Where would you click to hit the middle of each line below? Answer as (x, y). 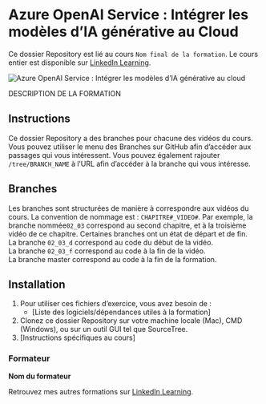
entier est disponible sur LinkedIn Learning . (80, 63)
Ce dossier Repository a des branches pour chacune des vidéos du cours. (131, 138)
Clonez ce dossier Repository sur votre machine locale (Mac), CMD (131, 321)
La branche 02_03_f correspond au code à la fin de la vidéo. (107, 251)
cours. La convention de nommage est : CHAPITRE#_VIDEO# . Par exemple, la (131, 216)
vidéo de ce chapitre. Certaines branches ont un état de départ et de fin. (128, 233)
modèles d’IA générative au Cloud (123, 32)
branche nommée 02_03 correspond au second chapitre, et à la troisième (127, 225)
